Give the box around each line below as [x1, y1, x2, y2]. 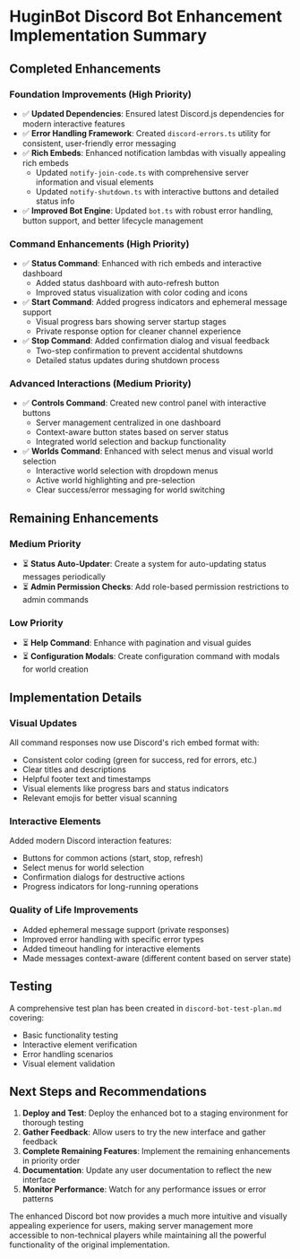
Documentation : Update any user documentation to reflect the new [21, 1165, 272, 1176]
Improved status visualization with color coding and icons [35, 287, 248, 298]
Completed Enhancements [9, 61, 161, 76]
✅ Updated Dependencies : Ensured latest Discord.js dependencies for [21, 108, 285, 118]
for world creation [21, 664, 89, 674]
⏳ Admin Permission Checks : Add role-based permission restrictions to [21, 581, 289, 593]
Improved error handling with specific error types [21, 933, 204, 944]
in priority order [21, 1155, 81, 1167]
